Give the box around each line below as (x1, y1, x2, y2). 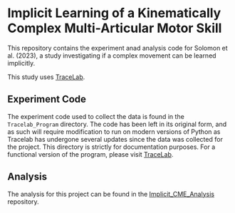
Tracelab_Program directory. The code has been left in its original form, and (7, 120, 227, 128)
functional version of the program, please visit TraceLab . (7, 150, 174, 158)
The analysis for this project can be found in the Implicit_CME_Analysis (7, 189, 215, 198)
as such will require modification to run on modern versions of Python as (7, 127, 221, 136)
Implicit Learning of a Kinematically (7, 5, 221, 21)
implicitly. (7, 58, 36, 67)
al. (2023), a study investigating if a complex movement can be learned (7, 51, 216, 60)
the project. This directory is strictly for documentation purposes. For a (7, 142, 216, 151)
